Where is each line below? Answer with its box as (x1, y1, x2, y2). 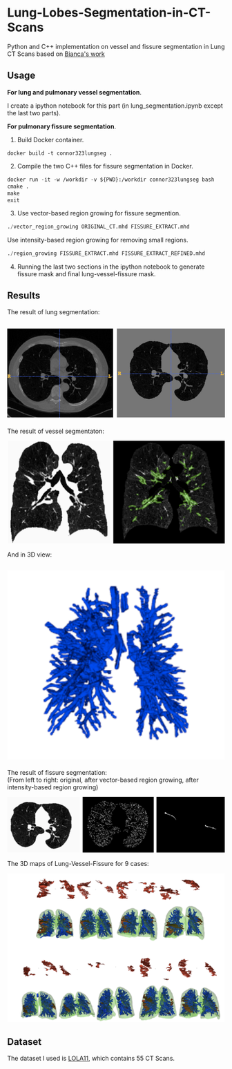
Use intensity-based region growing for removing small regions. (7, 235, 188, 244)
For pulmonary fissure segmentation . (7, 122, 116, 131)
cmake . (7, 183, 30, 190)
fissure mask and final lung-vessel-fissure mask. (17, 269, 156, 278)
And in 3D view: (7, 550, 52, 559)
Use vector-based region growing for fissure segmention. (17, 209, 181, 217)
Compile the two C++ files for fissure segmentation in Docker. (17, 162, 193, 170)
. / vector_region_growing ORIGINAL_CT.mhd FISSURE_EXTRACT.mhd (7, 223, 190, 230)
